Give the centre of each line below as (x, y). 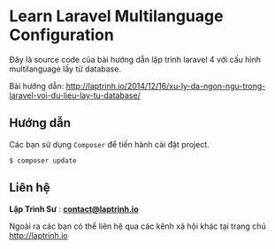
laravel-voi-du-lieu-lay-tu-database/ (75, 95)
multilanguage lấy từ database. (65, 69)
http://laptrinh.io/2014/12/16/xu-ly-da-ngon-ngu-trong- (166, 86)
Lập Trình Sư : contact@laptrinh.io (74, 208)
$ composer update (43, 161)
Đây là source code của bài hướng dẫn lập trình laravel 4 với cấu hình (135, 59)
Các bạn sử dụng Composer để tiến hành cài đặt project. (109, 144)
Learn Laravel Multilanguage (116, 16)
